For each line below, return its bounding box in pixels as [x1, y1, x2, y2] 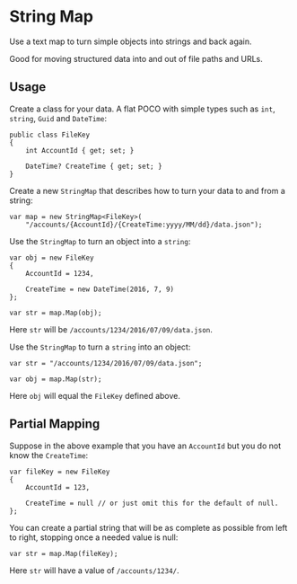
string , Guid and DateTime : [9, 112, 108, 123]
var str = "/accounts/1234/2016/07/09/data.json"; [9, 358, 203, 367]
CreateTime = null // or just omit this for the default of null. [25, 499, 279, 508]
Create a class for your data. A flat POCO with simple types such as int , [9, 103, 275, 114]
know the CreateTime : [9, 449, 89, 460]
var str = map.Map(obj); [9, 308, 102, 317]
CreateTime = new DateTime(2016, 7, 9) [25, 285, 175, 294]
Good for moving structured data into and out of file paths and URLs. [9, 53, 263, 64]
